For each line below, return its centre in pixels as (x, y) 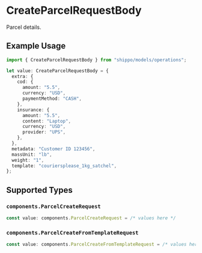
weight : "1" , (28, 160)
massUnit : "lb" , (32, 154)
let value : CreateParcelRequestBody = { (58, 71)
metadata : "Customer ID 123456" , (54, 149)
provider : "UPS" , (44, 132)
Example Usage (36, 46)
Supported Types (40, 190)
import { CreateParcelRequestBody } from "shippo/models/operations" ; (96, 60)
